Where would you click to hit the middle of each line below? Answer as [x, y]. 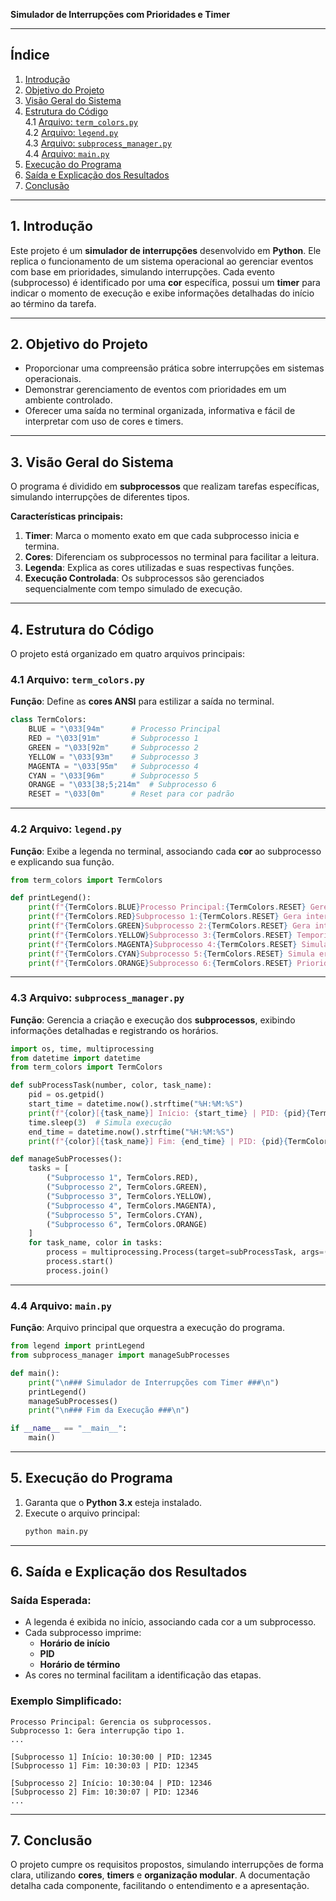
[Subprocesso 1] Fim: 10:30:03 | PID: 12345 [104, 1765]
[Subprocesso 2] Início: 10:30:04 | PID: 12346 [111, 1783]
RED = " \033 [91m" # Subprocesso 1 [113, 739]
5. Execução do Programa [91, 1478]
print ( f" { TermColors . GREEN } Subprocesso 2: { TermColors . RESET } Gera [169, 926]
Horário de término [80, 1665]
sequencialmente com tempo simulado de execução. [133, 589]
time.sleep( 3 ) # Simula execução [100, 1122]
